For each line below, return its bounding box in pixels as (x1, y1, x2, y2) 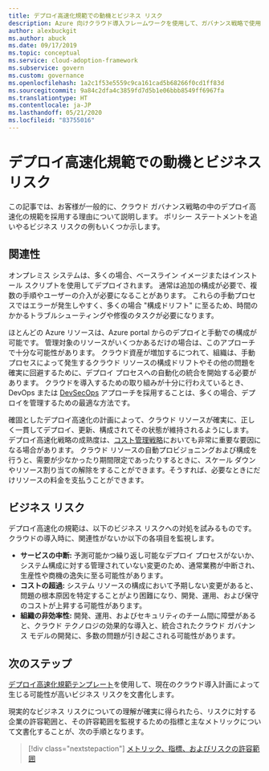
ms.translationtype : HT (8, 94, 88, 102)
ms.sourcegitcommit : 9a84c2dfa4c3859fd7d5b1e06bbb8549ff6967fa (8, 86, 225, 95)
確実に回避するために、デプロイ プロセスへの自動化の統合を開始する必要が (8, 367, 257, 377)
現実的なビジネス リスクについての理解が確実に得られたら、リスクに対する (8, 707, 257, 716)
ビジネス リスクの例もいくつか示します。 (29, 222, 165, 231)
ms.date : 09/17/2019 (8, 42, 78, 50)
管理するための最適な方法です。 (29, 398, 135, 407)
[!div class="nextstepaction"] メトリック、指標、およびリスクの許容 (27, 744, 253, 753)
